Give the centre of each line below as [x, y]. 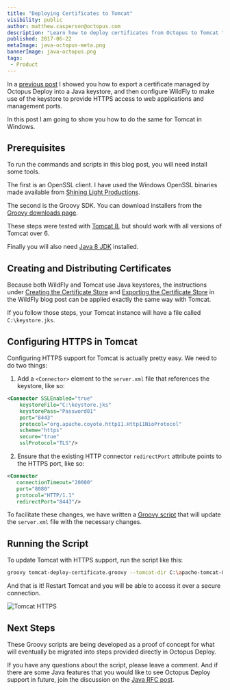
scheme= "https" [41, 430]
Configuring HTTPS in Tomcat [73, 341]
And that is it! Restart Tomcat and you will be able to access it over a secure [114, 586]
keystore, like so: [41, 386]
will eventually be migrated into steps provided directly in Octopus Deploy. [112, 652]
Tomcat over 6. [28, 233]
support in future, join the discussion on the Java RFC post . [91, 679]
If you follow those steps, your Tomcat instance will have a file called [104, 313]
